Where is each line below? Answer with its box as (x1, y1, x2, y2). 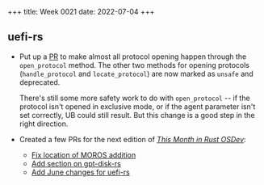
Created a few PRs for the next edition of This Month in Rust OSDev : (19, 134, 247, 144)
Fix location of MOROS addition (31, 149, 136, 160)
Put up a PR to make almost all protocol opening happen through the (19, 52, 247, 61)
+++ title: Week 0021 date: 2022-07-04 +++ (7, 7, 155, 16)
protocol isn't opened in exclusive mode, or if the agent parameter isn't (19, 101, 256, 111)
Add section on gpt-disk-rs (31, 158, 122, 168)
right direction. (19, 119, 69, 128)
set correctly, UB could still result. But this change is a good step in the (19, 110, 255, 120)
